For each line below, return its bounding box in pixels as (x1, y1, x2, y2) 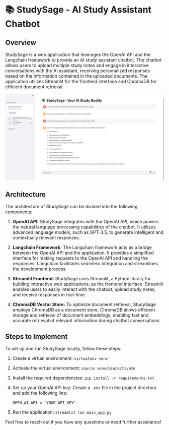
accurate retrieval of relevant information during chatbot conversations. (12, 318, 161, 324)
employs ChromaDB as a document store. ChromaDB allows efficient (12, 307, 155, 313)
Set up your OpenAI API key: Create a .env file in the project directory (12, 385, 157, 391)
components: (5, 209, 33, 215)
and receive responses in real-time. (12, 292, 87, 298)
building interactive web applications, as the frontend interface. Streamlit (12, 281, 163, 287)
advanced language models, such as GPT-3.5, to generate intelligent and (12, 229, 164, 235)
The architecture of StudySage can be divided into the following (5, 204, 138, 210)
